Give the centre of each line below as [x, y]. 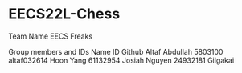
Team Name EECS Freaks [51, 36]
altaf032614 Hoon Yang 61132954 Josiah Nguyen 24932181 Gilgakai [121, 60]
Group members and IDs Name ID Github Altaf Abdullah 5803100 [116, 51]
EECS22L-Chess [64, 14]
